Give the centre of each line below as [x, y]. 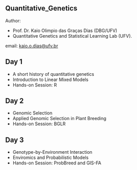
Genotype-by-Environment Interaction [53, 152]
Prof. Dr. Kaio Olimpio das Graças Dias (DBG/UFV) [65, 31]
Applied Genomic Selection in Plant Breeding [59, 119]
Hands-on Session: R [35, 85]
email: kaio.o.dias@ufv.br [32, 46]
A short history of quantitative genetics [53, 74]
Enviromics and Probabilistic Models [50, 158]
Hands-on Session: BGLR [39, 124]
